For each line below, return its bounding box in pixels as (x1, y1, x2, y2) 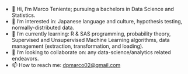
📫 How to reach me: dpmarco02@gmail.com (11, 62, 121, 68)
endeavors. (11, 55, 39, 62)
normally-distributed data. (11, 24, 75, 31)
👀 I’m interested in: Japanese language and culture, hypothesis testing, (11, 18, 183, 24)
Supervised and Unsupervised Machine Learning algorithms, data (11, 37, 170, 43)
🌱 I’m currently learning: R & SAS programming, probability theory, (11, 30, 171, 37)
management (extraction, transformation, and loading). (11, 43, 144, 50)
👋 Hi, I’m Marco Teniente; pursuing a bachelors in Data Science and (11, 6, 174, 12)
